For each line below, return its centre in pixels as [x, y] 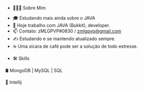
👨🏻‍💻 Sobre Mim [29, 8]
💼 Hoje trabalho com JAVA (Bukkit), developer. [61, 25]
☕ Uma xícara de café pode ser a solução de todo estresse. [75, 46]
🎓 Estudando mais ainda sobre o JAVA [54, 18]
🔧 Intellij [13, 82]
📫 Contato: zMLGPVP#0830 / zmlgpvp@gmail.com [67, 31]
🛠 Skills [21, 58]
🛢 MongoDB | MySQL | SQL [34, 70]
